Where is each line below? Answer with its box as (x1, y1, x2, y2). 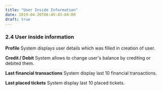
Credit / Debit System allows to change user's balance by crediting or (5, 55, 151, 61)
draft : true (5, 17, 30, 22)
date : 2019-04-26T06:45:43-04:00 (5, 12, 76, 17)
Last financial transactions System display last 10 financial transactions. (5, 70, 157, 76)
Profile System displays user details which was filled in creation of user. (5, 45, 155, 51)
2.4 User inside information (5, 33, 74, 40)
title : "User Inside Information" (5, 7, 78, 13)
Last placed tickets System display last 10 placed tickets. (5, 79, 125, 86)
